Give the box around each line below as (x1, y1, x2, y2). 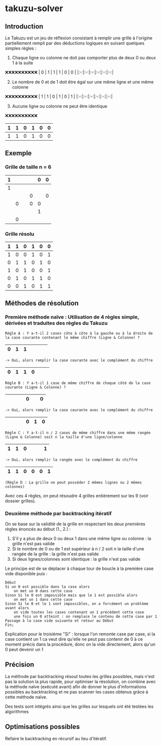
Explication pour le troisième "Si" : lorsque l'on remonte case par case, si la (5, 631, 155, 637)
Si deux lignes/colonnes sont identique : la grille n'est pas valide (12, 556, 141, 562)
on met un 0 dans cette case (14, 588, 73, 593)
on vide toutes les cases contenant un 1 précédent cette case (14, 610, 145, 615)
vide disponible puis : (5, 570, 48, 576)
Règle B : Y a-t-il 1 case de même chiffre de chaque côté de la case (5, 380, 151, 386)
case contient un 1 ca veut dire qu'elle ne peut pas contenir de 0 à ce (5, 636, 143, 642)
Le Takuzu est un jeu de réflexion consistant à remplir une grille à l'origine (5, 35, 153, 41)
